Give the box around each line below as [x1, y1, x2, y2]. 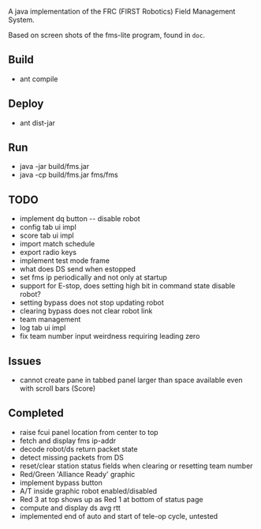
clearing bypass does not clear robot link [19, 306, 153, 316]
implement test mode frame [19, 256, 110, 265]
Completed [8, 407, 65, 420]
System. [8, 15, 35, 24]
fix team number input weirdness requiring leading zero [19, 332, 200, 341]
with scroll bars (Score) [19, 384, 96, 393]
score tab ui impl [19, 231, 74, 240]
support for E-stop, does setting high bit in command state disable [19, 281, 236, 291]
